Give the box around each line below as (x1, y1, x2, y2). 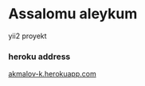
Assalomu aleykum (8, 5, 138, 23)
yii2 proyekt (8, 31, 47, 41)
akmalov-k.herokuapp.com (8, 69, 97, 79)
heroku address (8, 51, 71, 62)
